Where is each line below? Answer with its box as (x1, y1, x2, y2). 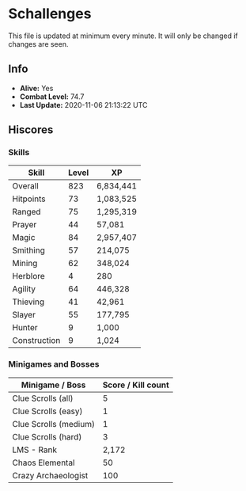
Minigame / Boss (21, 379, 86, 390)
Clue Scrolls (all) (12, 393, 74, 404)
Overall (12, 181, 39, 192)
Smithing (12, 245, 45, 256)
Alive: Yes (19, 83, 54, 93)
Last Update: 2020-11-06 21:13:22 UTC (19, 100, 148, 109)
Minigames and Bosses (8, 359, 100, 370)
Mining (12, 258, 38, 269)
